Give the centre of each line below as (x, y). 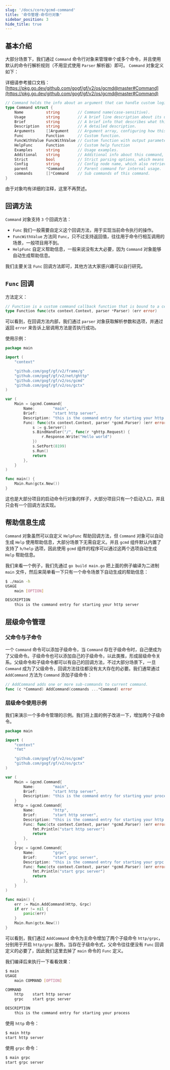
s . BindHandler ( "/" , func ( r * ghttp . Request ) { (81, 432)
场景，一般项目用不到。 (37, 243)
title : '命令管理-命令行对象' (34, 15)
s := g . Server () (49, 427)
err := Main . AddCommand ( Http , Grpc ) (53, 904)
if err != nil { (32, 909)
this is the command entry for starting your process (72, 1013)
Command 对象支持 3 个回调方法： (38, 219)
